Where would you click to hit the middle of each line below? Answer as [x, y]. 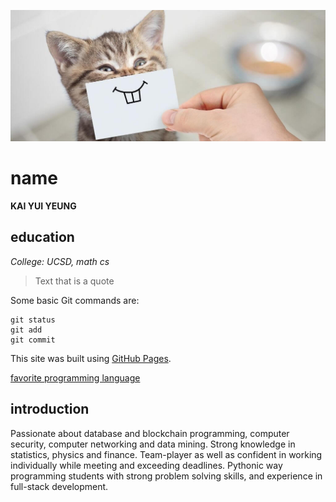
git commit [33, 340]
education [42, 237]
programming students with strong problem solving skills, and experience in [166, 476]
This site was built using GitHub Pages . [91, 358]
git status [33, 320]
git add [26, 330]
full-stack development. [59, 486]
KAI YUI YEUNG [43, 206]
